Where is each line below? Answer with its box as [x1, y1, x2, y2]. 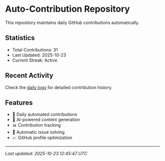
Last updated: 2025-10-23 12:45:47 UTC [5, 151, 87, 157]
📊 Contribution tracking [12, 122, 61, 128]
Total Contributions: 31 [12, 46, 58, 52]
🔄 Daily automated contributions [12, 112, 78, 117]
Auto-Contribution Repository [5, 3, 130, 15]
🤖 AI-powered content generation [12, 116, 80, 123]
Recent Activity [5, 71, 54, 80]
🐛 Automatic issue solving [12, 129, 65, 135]
